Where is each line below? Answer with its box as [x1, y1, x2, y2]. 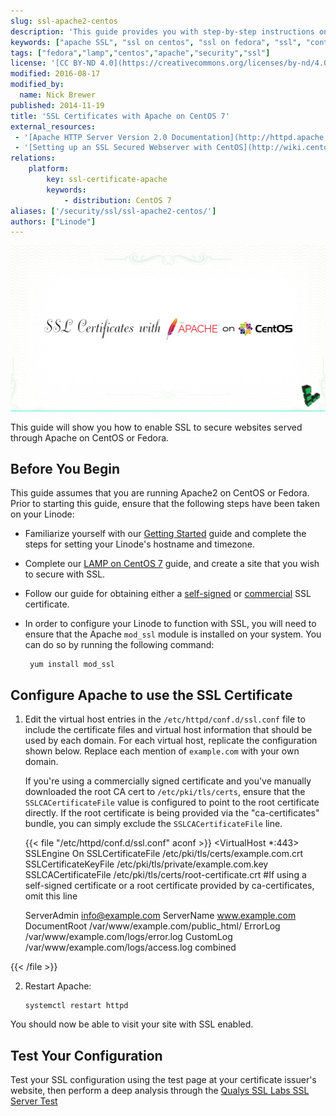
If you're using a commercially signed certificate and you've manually [24, 775, 312, 787]
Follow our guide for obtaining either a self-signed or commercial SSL [24, 588, 312, 600]
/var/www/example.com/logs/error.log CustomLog [24, 931, 233, 943]
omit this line [24, 890, 78, 902]
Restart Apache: [24, 980, 92, 992]
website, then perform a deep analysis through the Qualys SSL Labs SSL [10, 1084, 310, 1096]
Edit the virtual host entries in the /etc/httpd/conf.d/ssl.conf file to [24, 713, 306, 725]
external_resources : [10, 121, 97, 132]
